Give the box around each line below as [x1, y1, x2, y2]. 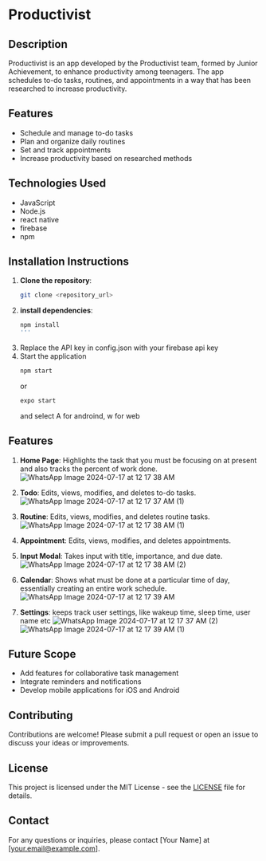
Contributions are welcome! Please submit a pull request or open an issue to [8, 729, 259, 739]
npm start [19, 367, 53, 375]
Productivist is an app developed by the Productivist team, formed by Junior [8, 58, 258, 68]
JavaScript [19, 198, 56, 207]
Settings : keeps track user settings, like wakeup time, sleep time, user [19, 607, 251, 617]
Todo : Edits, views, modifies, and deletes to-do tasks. [19, 488, 197, 497]
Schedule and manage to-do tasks [19, 128, 134, 137]
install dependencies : [19, 305, 93, 316]
